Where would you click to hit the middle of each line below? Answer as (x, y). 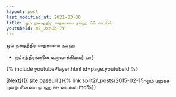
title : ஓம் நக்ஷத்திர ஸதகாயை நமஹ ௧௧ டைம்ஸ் (59, 23)
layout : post (22, 12)
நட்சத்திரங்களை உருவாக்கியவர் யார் (54, 57)
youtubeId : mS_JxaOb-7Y (36, 28)
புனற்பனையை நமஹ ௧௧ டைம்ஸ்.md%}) (51, 87)
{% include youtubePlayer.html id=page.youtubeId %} (72, 69)
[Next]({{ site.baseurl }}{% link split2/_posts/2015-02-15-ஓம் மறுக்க (88, 80)
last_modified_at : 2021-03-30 (44, 17)
